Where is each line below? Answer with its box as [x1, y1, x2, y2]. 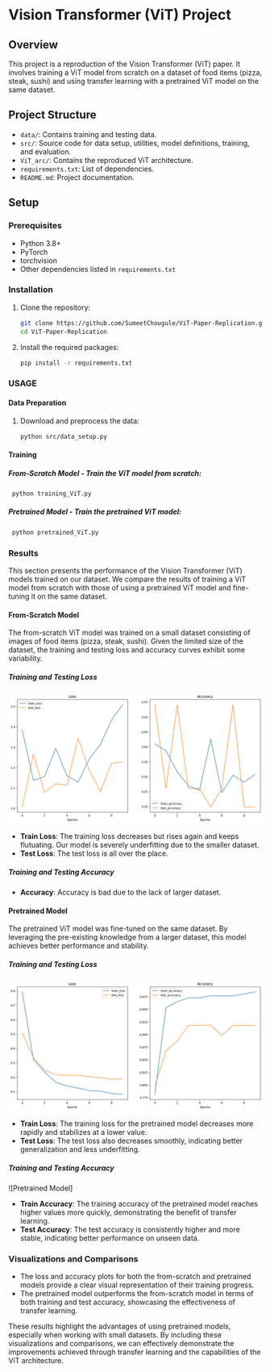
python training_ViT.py [11, 490, 92, 498]
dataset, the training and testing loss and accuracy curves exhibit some [8, 645, 246, 655]
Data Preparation [8, 398, 67, 407]
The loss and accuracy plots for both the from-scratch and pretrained [19, 1272, 251, 1282]
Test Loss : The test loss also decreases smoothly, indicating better [19, 1136, 243, 1146]
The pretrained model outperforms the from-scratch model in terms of [19, 1289, 254, 1299]
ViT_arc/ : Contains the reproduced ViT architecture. [19, 155, 193, 165]
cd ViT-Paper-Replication [19, 327, 107, 336]
